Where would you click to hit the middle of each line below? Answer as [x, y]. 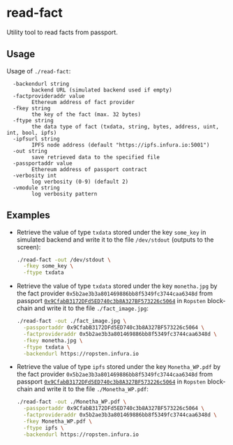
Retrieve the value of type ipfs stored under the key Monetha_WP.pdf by [119, 367]
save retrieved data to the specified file [96, 157]
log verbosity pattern [65, 194]
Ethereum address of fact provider [83, 102]
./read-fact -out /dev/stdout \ [63, 260]
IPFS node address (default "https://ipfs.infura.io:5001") [121, 145]
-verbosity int [35, 175]
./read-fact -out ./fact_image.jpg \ [72, 321]
